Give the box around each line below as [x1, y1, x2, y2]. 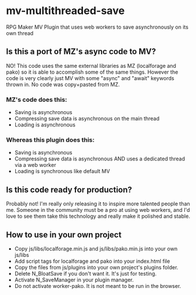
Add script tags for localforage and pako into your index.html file [14, 258, 170, 265]
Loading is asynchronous [14, 121, 76, 128]
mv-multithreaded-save [6, 4, 125, 18]
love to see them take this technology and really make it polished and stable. [6, 212, 190, 220]
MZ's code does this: [6, 95, 67, 104]
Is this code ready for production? [6, 184, 133, 194]
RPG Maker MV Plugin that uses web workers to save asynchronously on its [6, 23, 189, 30]
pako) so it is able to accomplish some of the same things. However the [6, 68, 178, 76]
